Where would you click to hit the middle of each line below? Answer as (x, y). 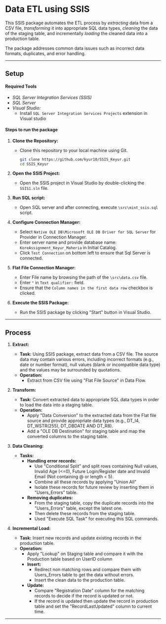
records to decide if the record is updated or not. (84, 596)
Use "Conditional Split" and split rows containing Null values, (96, 466)
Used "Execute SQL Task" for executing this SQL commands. (97, 519)
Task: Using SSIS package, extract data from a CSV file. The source (89, 354)
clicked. (28, 293)
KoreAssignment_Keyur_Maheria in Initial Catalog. (68, 248)
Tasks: (27, 456)
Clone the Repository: (35, 141)
